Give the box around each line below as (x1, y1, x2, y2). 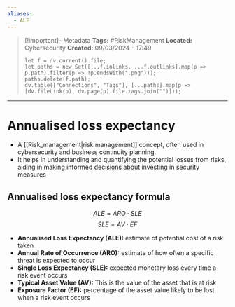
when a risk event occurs (17, 294, 91, 302)
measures (17, 170, 47, 179)
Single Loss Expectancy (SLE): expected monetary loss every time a (17, 264, 217, 272)
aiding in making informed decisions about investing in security (17, 163, 200, 172)
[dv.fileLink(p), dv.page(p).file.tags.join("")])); (24, 88, 182, 95)
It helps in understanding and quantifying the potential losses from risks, (17, 156, 227, 164)
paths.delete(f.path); (24, 75, 91, 83)
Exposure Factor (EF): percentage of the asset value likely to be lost (17, 286, 215, 294)
